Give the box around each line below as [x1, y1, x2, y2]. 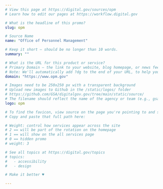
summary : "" [5, 52, 29, 57]
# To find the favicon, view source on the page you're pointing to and [5, 110, 155, 114]
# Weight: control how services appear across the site [5, 123, 120, 128]
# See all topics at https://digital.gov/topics [5, 150, 105, 155]
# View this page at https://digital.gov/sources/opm [5, 7, 116, 12]
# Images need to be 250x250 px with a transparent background [5, 83, 136, 88]
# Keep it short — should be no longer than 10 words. [5, 47, 118, 52]
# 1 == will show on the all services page [5, 132, 95, 137]
